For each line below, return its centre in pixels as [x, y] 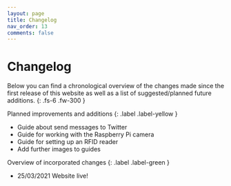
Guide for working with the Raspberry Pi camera [86, 134]
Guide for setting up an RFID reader [68, 142]
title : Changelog [32, 20]
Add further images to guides [59, 149]
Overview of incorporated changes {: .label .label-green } [89, 163]
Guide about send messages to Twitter [72, 127]
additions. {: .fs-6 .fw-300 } [47, 101]
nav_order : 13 [28, 26]
